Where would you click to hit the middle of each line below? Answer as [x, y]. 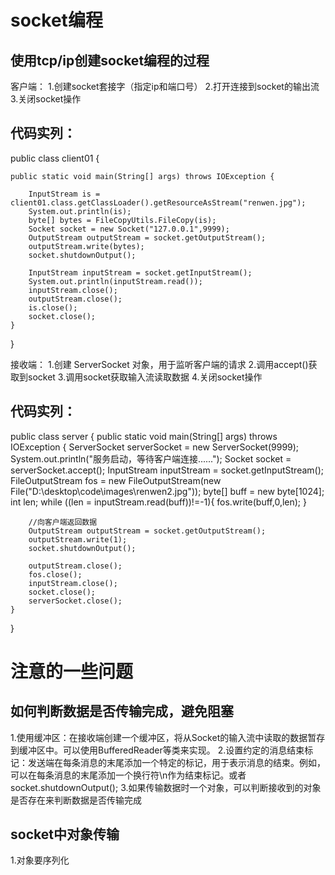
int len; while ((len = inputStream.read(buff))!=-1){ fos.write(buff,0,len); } [158, 502]
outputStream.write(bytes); [86, 246]
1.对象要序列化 [40, 860]
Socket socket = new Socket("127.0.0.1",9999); [129, 229]
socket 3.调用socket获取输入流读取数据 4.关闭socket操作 [145, 377]
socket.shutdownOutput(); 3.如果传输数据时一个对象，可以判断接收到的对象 [166, 787]
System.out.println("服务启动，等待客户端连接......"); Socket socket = [151, 458]
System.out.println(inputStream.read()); [115, 281]
